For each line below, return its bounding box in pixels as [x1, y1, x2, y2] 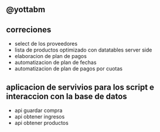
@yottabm [6, 5, 46, 15]
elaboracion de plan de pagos [14, 53, 87, 60]
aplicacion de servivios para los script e [6, 82, 154, 92]
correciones [6, 25, 52, 35]
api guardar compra [14, 107, 63, 114]
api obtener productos [14, 120, 69, 127]
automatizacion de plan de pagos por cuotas [14, 65, 123, 72]
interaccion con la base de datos [6, 91, 127, 101]
